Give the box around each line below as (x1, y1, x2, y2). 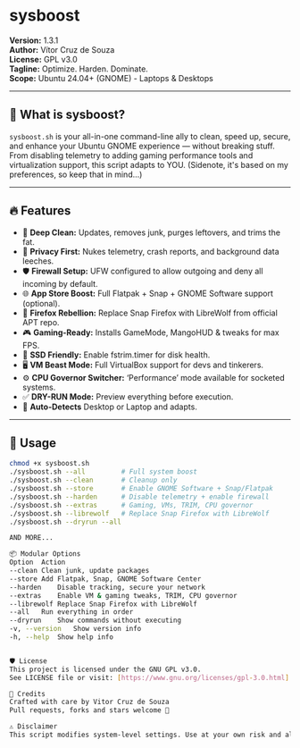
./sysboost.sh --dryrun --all (9, 517, 122, 526)
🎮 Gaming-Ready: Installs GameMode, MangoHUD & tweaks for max (21, 327, 279, 338)
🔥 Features (9, 203, 71, 219)
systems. (21, 382, 56, 392)
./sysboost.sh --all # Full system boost (9, 467, 198, 476)
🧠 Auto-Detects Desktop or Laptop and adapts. (21, 401, 198, 412)
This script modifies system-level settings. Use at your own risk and (9, 730, 281, 739)
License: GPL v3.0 (9, 54, 78, 64)
